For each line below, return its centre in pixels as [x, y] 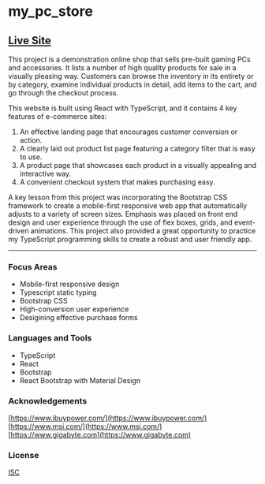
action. [31, 140]
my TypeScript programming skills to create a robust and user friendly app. [130, 239]
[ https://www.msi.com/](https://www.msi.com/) [85, 426]
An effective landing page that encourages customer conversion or [129, 132]
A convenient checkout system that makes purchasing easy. [117, 182]
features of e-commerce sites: [58, 116]
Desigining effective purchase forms [78, 318]
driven [19, 231]
